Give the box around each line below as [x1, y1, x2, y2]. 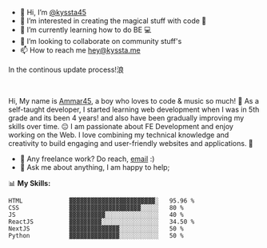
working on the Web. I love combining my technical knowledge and [8, 130, 229, 140]
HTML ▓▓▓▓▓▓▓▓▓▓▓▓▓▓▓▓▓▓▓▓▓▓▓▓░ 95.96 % [8, 197, 195, 205]
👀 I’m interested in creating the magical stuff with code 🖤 [19, 16, 207, 26]
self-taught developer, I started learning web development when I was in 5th [8, 104, 260, 114]
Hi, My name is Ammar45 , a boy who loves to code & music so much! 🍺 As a [8, 96, 260, 105]
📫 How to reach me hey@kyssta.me [19, 45, 141, 55]
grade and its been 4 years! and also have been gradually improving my [8, 113, 245, 123]
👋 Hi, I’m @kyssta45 [19, 8, 86, 17]
